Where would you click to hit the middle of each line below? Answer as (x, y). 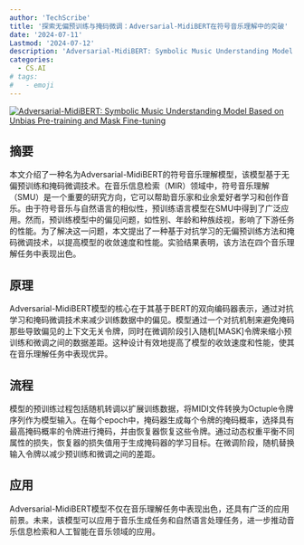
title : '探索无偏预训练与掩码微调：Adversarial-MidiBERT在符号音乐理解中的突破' (149, 26)
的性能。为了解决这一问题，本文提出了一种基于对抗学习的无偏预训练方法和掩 (152, 231)
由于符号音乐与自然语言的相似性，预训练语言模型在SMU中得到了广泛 (153, 208)
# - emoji (32, 85)
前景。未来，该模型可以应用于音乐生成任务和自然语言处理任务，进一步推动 (148, 520)
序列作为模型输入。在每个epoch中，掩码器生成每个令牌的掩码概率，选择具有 (152, 420)
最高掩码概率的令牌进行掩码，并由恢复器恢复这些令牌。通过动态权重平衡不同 (152, 432)
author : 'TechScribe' (50, 18)
